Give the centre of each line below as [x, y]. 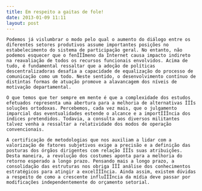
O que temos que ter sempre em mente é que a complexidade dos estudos [98, 98]
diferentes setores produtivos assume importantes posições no [88, 45]
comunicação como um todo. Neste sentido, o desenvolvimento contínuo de [101, 77]
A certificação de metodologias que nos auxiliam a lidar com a [89, 140]
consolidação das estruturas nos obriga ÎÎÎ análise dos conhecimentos [98, 167]
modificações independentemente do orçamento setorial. [78, 183]
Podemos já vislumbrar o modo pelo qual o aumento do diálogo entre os [98, 40]
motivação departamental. [39, 87]
